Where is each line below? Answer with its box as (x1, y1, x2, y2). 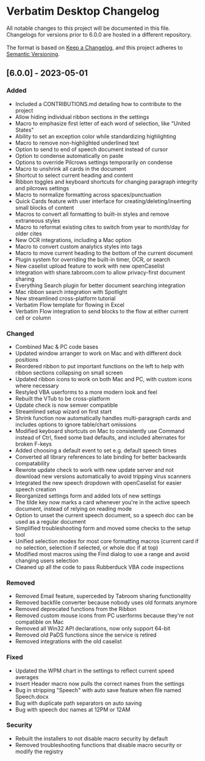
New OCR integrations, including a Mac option (15, 236, 132, 243)
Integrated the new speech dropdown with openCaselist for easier (15, 479, 182, 486)
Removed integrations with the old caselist (15, 638, 122, 645)
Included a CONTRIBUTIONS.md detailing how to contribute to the (15, 100, 182, 107)
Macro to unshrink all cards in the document (15, 165, 126, 172)
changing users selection (15, 557, 79, 564)
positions (15, 355, 38, 363)
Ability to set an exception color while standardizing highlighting (15, 132, 176, 140)
